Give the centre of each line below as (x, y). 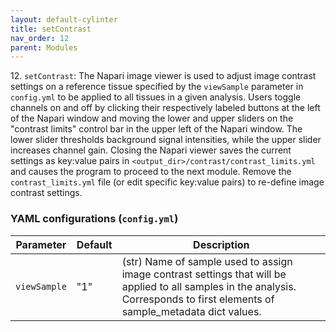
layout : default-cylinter (64, 19)
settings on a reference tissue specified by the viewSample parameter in (157, 87)
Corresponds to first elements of (198, 299)
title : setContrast (51, 29)
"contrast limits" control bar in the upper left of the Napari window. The (156, 129)
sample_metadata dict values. (191, 311)
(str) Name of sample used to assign (207, 261)
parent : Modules (44, 47)
